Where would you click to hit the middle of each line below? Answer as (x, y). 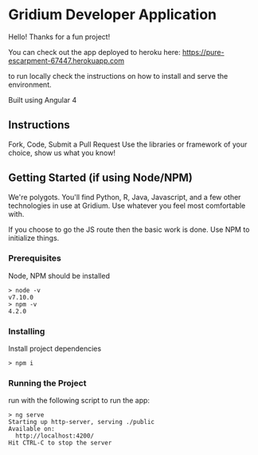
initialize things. (34, 237)
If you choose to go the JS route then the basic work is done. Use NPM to (129, 229)
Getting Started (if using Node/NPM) (100, 178)
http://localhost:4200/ (55, 436)
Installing (27, 331)
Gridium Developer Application (113, 15)
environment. (30, 84)
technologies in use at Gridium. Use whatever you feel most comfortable (127, 206)
